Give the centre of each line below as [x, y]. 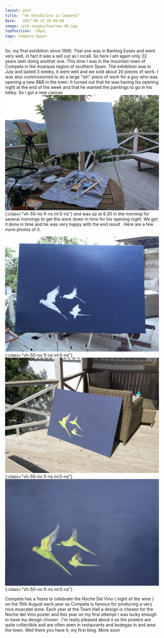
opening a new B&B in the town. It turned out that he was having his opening [82, 82]
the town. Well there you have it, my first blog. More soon [63, 630]
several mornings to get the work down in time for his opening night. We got [82, 219]
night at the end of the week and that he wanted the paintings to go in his [79, 87]
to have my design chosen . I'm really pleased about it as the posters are [78, 619]
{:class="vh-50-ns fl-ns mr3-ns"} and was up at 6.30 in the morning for [77, 214]
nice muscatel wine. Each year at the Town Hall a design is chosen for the [79, 609]
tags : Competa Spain [26, 36]
